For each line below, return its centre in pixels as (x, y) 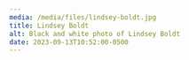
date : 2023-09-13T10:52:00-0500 (69, 42)
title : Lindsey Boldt (49, 26)
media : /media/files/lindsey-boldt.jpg (83, 17)
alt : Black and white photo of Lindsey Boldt (94, 34)
